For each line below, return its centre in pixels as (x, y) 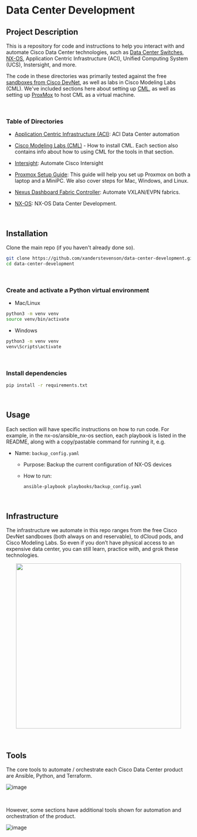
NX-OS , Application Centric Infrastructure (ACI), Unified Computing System (97, 58)
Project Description (42, 32)
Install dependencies (37, 373)
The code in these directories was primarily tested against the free (86, 76)
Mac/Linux (27, 303)
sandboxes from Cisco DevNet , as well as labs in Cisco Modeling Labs (91, 82)
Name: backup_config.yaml (47, 453)
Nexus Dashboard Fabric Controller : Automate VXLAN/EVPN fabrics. (97, 192)
